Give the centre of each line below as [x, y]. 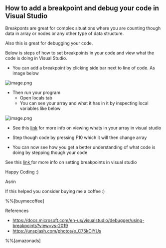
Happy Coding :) [22, 171]
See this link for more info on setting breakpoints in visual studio [71, 162]
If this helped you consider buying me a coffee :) [55, 191]
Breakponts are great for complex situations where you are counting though [83, 28]
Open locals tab [36, 97]
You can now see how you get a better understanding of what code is [84, 147]
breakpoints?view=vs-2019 [40, 225]
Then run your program [36, 92]
